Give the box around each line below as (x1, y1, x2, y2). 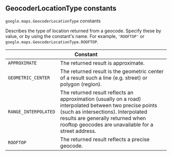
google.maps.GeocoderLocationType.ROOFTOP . (5, 38, 99, 45)
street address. (60, 127, 96, 134)
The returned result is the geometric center (60, 68, 164, 75)
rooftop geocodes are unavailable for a (60, 121, 154, 128)
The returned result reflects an (60, 89, 134, 96)
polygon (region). (60, 81, 102, 88)
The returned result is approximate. (60, 59, 145, 66)
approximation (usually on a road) (60, 95, 141, 102)
